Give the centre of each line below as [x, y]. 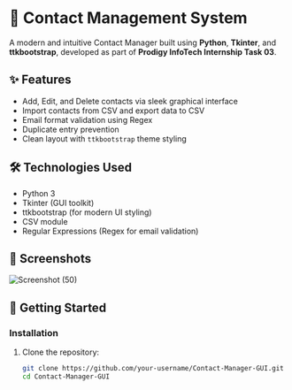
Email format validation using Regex [87, 119]
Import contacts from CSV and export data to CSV [113, 111]
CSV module [45, 221]
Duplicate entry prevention [70, 129]
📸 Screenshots [50, 259]
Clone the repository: [61, 352]
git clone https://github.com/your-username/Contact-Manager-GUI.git [153, 369]
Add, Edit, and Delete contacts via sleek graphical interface [130, 101]
